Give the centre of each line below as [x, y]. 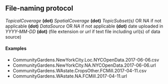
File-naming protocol [39, 8]
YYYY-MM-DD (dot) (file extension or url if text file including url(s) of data [83, 31]
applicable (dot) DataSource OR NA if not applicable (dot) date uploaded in [85, 26]
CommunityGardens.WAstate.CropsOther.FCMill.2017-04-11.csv [79, 71]
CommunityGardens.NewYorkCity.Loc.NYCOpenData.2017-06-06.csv [86, 60]
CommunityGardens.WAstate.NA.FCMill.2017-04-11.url [70, 76]
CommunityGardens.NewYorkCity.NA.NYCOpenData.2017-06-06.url [84, 65]
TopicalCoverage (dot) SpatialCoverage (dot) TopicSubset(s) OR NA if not [83, 20]
